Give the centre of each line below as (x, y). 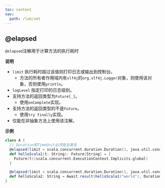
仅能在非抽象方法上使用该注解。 (44, 121)
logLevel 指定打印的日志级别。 (43, 90)
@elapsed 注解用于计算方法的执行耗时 (42, 51)
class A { (15, 141)
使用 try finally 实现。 (42, 115)
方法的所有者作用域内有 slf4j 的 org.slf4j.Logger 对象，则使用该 (83, 78)
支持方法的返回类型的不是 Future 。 (47, 109)
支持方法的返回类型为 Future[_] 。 (46, 96)
